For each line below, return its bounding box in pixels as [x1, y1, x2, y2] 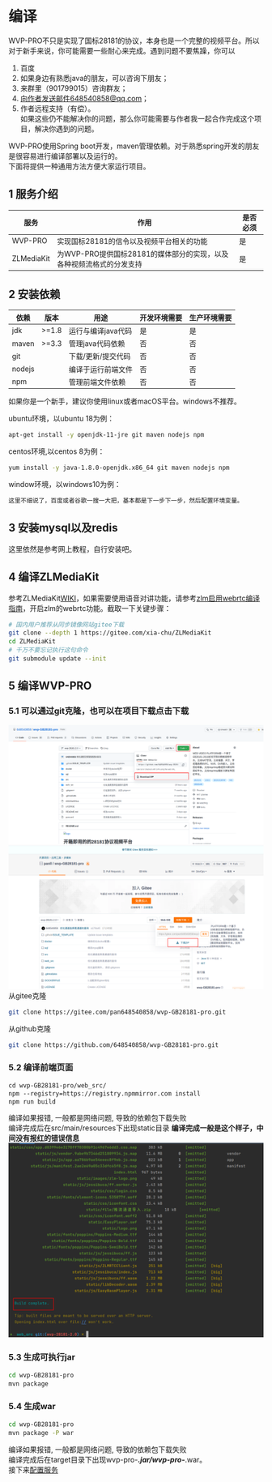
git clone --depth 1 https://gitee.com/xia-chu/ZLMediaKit [8, 629, 212, 637]
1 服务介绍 [8, 187, 59, 201]
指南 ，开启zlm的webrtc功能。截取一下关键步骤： [8, 603, 172, 613]
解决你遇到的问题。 [34, 123, 99, 134]
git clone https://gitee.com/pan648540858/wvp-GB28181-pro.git [8, 1008, 227, 1016]
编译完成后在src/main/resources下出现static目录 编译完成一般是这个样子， [8, 1123, 257, 1133]
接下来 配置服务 [8, 1464, 58, 1475]
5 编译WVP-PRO [8, 679, 92, 693]
